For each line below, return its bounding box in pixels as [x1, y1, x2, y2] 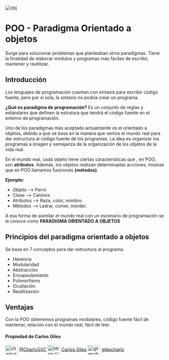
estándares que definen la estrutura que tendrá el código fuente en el [5, 110, 150, 116]
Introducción [5, 76, 47, 84]
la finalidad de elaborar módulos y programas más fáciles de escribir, [5, 55, 149, 61]
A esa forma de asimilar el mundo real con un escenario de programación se [5, 212, 164, 219]
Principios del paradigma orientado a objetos [5, 233, 150, 241]
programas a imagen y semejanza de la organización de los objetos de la [5, 141, 157, 147]
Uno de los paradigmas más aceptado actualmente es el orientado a [5, 125, 147, 131]
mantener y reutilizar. [5, 61, 49, 67]
